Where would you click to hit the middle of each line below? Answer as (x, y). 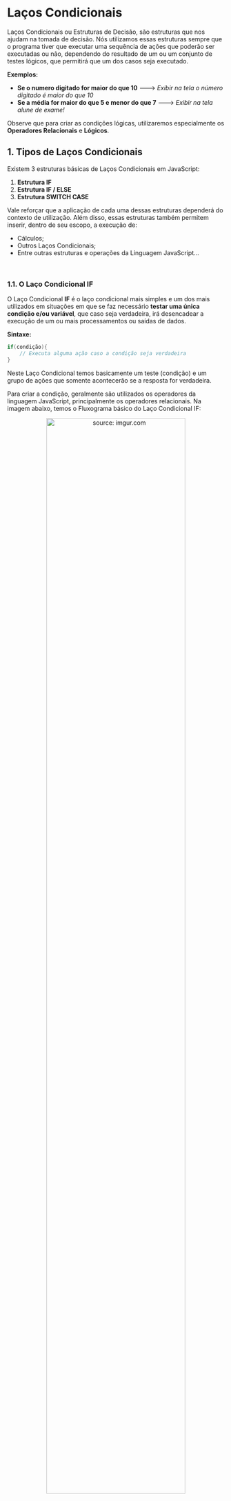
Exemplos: (23, 74)
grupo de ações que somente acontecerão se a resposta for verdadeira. (109, 380)
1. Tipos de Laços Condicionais (75, 152)
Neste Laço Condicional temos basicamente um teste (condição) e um (107, 373)
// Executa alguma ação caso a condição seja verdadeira (103, 353)
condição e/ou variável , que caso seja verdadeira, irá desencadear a (106, 314)
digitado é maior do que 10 (55, 95)
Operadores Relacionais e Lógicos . (58, 130)
